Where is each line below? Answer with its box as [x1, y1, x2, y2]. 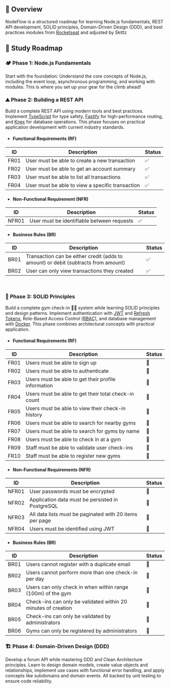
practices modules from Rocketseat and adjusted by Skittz [5, 29, 127, 35]
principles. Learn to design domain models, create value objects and [5, 662, 148, 668]
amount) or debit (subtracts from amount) [26, 259, 125, 266]
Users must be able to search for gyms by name [25, 427, 140, 434]
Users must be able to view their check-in [25, 405, 126, 412]
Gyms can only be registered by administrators [26, 627, 138, 634]
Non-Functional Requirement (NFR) [12, 196, 89, 202]
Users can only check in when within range [26, 584, 129, 591]
